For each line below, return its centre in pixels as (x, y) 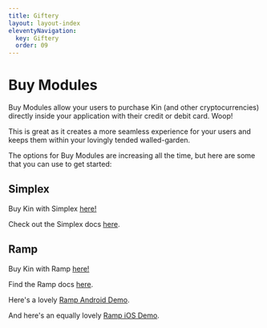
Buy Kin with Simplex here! (53, 209)
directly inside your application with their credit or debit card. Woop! (121, 116)
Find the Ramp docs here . (51, 284)
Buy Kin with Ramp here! (49, 269)
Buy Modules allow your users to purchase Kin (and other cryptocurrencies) (134, 107)
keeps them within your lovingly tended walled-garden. (99, 140)
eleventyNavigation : (43, 30)
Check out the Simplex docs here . (64, 224)
